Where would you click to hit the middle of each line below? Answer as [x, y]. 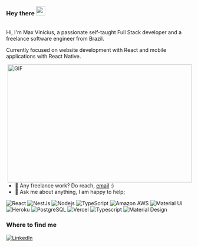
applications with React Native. [44, 57]
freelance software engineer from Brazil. [55, 39]
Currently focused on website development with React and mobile [86, 50]
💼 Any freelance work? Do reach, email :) [64, 186]
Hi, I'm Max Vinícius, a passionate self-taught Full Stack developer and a [94, 32]
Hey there [21, 13]
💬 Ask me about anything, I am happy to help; [70, 192]
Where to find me [32, 225]
